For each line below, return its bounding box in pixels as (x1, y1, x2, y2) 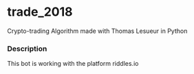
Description (7, 44, 47, 53)
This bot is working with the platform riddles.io (7, 60, 139, 68)
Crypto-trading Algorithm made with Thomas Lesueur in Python (7, 27, 188, 35)
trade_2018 (7, 4, 74, 20)
